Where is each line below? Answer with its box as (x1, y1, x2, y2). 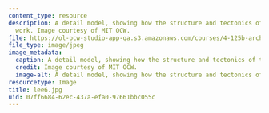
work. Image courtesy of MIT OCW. (15, 26, 130, 34)
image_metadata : (8, 49, 62, 56)
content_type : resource (8, 11, 88, 20)
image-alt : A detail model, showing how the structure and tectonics (15, 71, 252, 79)
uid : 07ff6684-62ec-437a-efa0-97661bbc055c (8, 93, 156, 101)
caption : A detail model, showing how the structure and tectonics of (15, 56, 256, 64)
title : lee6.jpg (8, 85, 62, 94)
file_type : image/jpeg (8, 41, 84, 49)
